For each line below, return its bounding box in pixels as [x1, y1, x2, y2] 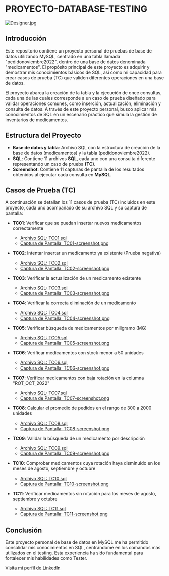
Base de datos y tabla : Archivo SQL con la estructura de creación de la [12, 144, 160, 150]
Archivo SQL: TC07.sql [20, 390, 67, 396]
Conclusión [5, 526, 42, 534]
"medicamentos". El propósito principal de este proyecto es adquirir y [5, 64, 150, 70]
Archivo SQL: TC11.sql [20, 506, 66, 512]
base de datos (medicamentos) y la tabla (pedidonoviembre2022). [12, 150, 151, 156]
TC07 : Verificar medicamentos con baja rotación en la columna [12, 375, 144, 381]
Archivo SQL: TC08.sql [20, 420, 68, 427]
